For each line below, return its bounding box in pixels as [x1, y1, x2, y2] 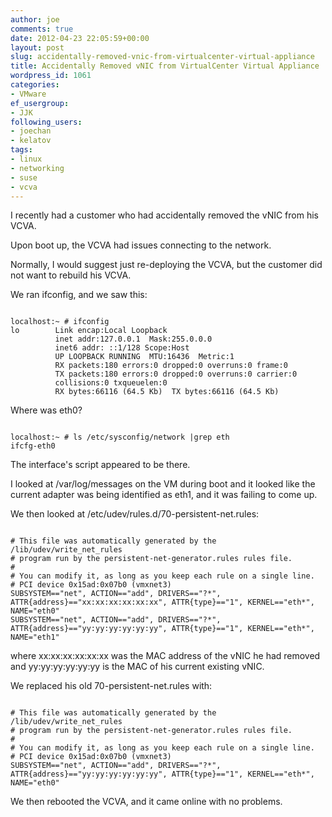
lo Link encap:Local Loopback [10, 326, 168, 336]
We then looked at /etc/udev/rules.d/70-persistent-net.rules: [10, 508, 260, 520]
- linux [10, 154, 43, 164]
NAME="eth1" [10, 632, 60, 643]
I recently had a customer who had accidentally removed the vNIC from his [10, 209, 319, 221]
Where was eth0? [10, 404, 83, 416]
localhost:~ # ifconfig [10, 317, 110, 327]
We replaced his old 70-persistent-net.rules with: [10, 680, 213, 692]
